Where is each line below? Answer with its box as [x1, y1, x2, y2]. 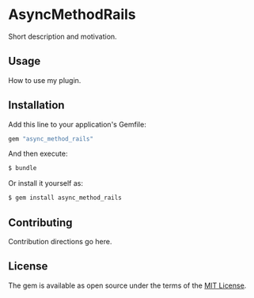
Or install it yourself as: [8, 179, 83, 188]
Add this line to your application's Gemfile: [8, 119, 146, 129]
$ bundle [8, 164, 37, 172]
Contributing [8, 216, 73, 229]
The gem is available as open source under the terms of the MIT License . [8, 281, 247, 290]
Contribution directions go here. [8, 237, 112, 246]
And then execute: [8, 149, 68, 159]
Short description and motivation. [8, 32, 117, 41]
